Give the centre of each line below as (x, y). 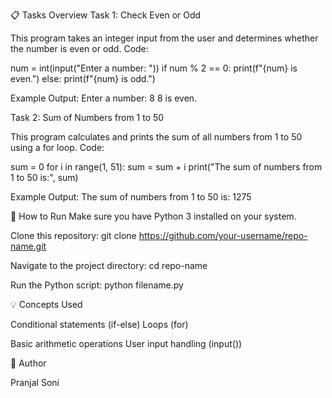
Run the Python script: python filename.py (97, 285)
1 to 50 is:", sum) (44, 177)
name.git (28, 246)
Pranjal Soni (35, 382)
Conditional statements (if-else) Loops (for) (99, 324)
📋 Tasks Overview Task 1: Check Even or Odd (106, 15)
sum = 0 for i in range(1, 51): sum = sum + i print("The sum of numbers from (166, 167)
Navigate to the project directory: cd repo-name (109, 265)
